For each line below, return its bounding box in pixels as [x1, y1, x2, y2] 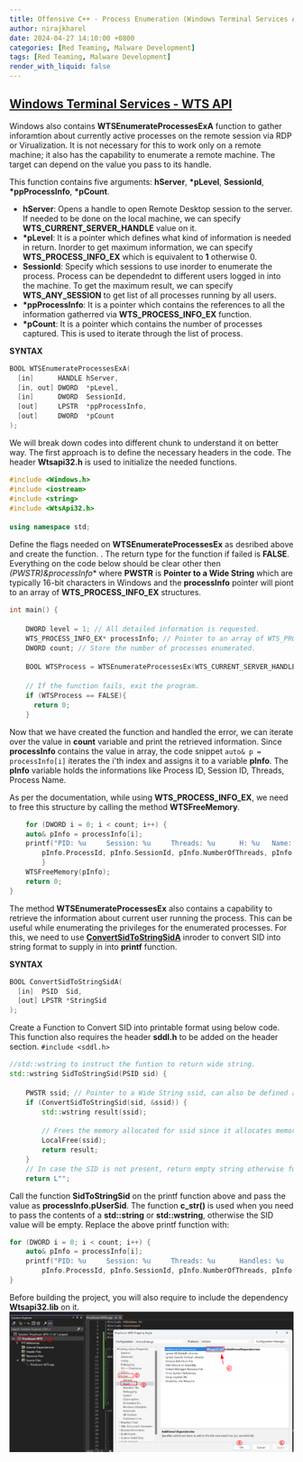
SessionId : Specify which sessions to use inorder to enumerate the [22, 261, 273, 271]
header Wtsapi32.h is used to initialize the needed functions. [9, 456, 237, 467]
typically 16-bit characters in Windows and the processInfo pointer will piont [9, 577, 294, 588]
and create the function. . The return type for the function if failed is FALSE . [9, 548, 290, 559]
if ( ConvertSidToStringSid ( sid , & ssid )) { [25, 1098, 188, 1107]
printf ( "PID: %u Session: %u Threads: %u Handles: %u [25, 1256, 284, 1266]
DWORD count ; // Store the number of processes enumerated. [25, 643, 256, 653]
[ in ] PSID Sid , [17, 987, 83, 996]
